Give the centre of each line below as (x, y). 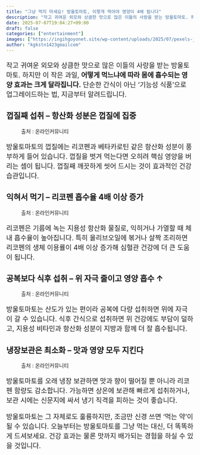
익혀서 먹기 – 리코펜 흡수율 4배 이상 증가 (75, 197)
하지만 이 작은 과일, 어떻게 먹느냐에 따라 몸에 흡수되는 (101, 75)
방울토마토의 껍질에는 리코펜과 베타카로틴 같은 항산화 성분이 (95, 147)
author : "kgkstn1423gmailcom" (44, 45)
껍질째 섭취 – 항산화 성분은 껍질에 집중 (71, 116)
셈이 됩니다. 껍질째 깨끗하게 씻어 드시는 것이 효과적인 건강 (106, 166)
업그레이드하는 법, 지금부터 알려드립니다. (66, 94)
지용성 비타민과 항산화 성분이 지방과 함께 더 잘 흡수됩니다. (101, 329)
